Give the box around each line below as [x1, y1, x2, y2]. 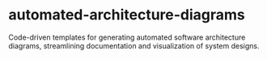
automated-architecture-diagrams [8, 6, 245, 24]
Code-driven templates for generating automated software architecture [8, 32, 246, 42]
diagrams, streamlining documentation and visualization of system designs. [8, 40, 261, 50]
